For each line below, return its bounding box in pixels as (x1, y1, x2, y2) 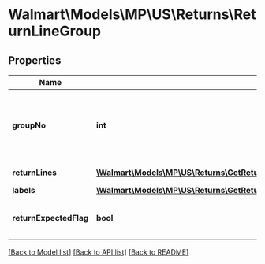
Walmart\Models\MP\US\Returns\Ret (8, 6, 256, 24)
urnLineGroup (8, 22, 101, 40)
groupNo (12, 120, 47, 131)
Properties (8, 54, 62, 67)
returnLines (12, 167, 57, 178)
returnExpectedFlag (12, 213, 89, 223)
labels (12, 185, 35, 195)
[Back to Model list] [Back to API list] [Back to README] (8, 247, 189, 257)
